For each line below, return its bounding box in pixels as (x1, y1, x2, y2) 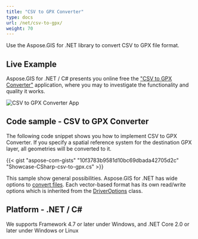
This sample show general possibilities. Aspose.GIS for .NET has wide (6, 174, 178, 182)
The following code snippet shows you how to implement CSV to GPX (6, 132, 177, 139)
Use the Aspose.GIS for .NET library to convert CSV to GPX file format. (6, 42, 180, 49)
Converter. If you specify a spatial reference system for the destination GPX (6, 139, 192, 146)
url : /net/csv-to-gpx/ (6, 20, 63, 26)
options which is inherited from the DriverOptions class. (6, 187, 143, 194)
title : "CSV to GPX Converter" (6, 8, 84, 15)
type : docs (6, 14, 33, 20)
